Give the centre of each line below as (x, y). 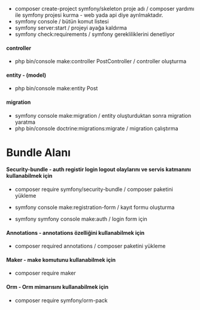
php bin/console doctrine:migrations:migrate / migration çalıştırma (96, 128)
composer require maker (45, 273)
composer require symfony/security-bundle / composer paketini (94, 189)
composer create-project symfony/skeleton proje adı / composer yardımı (104, 9)
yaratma (25, 122)
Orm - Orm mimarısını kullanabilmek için (57, 287)
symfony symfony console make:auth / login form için (81, 219)
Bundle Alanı (38, 152)
